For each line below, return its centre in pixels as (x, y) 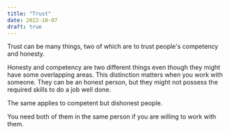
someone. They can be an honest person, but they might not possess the (113, 82)
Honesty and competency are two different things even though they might (114, 68)
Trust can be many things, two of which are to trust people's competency (113, 47)
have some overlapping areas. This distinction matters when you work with (115, 75)
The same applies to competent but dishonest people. (85, 103)
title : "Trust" (29, 14)
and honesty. (26, 54)
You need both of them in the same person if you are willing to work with (112, 117)
